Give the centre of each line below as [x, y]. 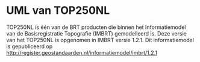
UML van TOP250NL [58, 11]
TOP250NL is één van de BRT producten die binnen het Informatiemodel [96, 27]
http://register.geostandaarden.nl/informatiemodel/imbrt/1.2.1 [82, 52]
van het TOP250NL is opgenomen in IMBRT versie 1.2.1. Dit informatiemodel [100, 40]
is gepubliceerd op [30, 46]
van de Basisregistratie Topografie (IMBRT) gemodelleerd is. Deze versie [96, 33]
